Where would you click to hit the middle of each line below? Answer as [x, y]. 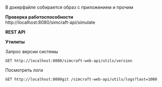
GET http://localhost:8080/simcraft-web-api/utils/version [69, 61]
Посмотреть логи [24, 70]
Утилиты [15, 42]
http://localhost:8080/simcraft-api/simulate [50, 22]
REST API [15, 32]
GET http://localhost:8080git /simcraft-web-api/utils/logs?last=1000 [81, 79]
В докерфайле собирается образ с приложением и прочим [69, 7]
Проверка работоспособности [39, 17]
